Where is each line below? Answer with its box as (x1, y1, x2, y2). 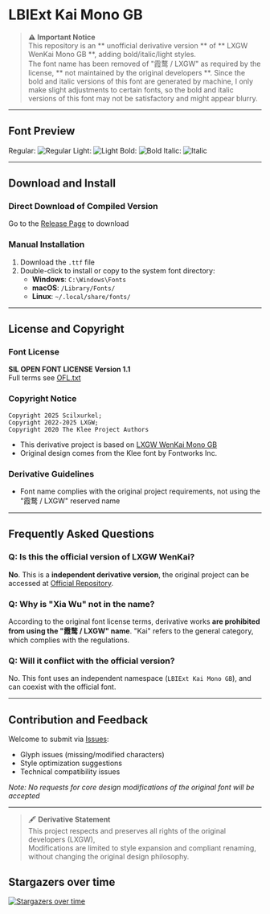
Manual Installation (8, 239, 85, 250)
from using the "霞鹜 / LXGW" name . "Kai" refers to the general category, (8, 626, 254, 636)
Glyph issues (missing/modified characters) (19, 750, 165, 760)
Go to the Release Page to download (8, 219, 129, 228)
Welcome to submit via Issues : (8, 734, 110, 744)
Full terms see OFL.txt (8, 373, 82, 383)
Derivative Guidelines (8, 468, 95, 479)
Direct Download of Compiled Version (8, 201, 158, 212)
